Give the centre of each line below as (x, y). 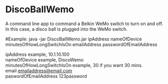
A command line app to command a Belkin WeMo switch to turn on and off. (84, 24)
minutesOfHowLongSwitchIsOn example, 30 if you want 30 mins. (74, 65)
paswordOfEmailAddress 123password (46, 76)
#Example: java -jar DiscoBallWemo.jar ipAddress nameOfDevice (74, 39)
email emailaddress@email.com (39, 71)
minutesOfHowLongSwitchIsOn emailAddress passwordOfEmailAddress (81, 44)
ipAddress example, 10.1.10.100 (37, 54)
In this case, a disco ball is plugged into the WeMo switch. (67, 29)
